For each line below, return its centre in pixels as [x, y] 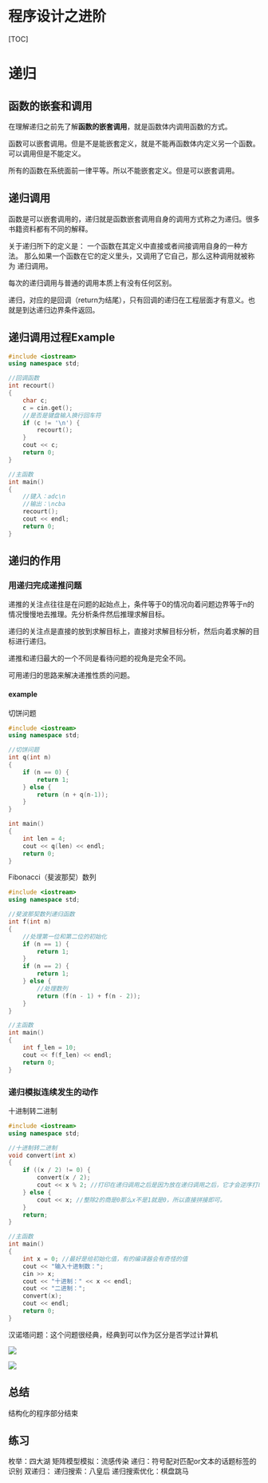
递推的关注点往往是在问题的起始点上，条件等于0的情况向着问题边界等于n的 [132, 604]
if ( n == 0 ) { [46, 772]
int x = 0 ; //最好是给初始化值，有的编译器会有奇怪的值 [105, 1259]
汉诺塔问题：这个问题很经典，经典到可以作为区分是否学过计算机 [113, 1334]
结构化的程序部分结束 [43, 1413]
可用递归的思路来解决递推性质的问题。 [71, 676]
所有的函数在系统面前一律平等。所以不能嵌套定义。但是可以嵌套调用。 [124, 170]
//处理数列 [53, 988]
